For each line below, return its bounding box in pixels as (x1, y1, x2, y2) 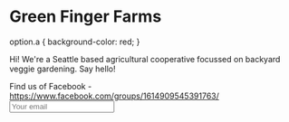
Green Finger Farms (9, 6, 162, 27)
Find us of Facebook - (9, 80, 92, 91)
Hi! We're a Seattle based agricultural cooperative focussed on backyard (9, 53, 281, 64)
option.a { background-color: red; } (9, 36, 140, 47)
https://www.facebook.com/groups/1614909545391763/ (9, 90, 220, 101)
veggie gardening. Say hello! (9, 63, 116, 74)
